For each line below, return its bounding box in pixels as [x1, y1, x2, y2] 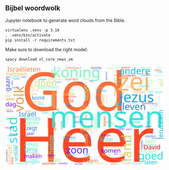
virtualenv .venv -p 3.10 [5, 28, 59, 33]
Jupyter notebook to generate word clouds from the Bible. [5, 17, 126, 23]
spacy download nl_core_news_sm [5, 57, 73, 62]
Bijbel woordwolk [5, 4, 60, 13]
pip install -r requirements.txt [5, 38, 75, 43]
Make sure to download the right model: [5, 46, 88, 52]
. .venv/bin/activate [5, 33, 51, 38]
